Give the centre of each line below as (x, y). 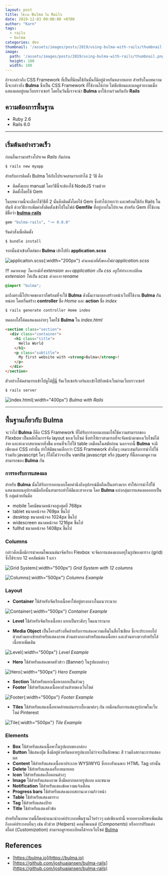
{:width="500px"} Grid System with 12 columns (84, 568)
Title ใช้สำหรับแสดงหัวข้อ (34, 808)
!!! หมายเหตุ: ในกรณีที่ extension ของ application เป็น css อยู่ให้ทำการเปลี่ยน (74, 271)
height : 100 (22, 61)
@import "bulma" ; (23, 286)
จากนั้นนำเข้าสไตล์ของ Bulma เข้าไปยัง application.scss (56, 251)
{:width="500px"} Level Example (55, 652)
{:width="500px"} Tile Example (50, 723)
